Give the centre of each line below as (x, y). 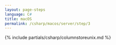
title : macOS (18, 19)
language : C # (18, 14)
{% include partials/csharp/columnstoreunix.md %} (58, 38)
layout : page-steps (25, 10)
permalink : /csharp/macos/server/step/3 (48, 23)
